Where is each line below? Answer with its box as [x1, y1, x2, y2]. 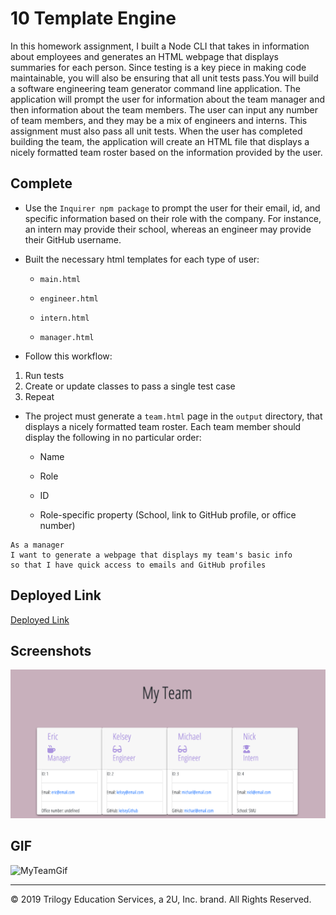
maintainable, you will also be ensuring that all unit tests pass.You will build [10, 72, 319, 84]
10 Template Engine [10, 7, 177, 30]
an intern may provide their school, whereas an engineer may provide [24, 223, 312, 235]
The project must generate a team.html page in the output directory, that [24, 410, 323, 422]
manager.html [39, 332, 95, 342]
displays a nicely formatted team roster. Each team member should [24, 420, 302, 432]
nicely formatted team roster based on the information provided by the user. [10, 146, 323, 158]
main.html [39, 274, 82, 284]
